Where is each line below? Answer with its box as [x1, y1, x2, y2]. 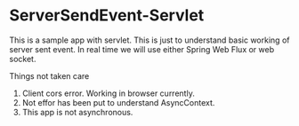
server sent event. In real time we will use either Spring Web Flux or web [9, 43, 275, 54]
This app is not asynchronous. [21, 106, 133, 117]
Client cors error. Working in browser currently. [21, 88, 196, 98]
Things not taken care [9, 70, 90, 81]
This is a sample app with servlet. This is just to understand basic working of [9, 35, 290, 45]
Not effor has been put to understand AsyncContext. [21, 97, 215, 107]
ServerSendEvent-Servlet [9, 5, 205, 26]
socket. [9, 53, 36, 64]
